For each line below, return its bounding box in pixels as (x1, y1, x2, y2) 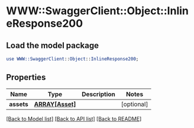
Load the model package (6, 40, 99, 50)
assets (9, 100, 28, 108)
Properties (6, 72, 46, 82)
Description (82, 90, 115, 98)
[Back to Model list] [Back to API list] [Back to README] (6, 115, 142, 122)
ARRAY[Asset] (34, 100, 76, 108)
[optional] (121, 100, 148, 108)
